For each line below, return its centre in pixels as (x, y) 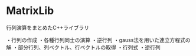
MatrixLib (30, 11)
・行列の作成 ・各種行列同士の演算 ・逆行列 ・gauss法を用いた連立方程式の (98, 40)
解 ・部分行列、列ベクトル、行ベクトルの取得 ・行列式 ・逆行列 (83, 47)
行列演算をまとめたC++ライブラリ (48, 27)
